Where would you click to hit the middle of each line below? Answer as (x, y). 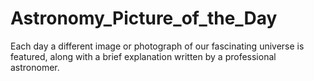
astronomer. (35, 67)
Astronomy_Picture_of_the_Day (144, 18)
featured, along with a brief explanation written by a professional (143, 56)
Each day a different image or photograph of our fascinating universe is (157, 46)
